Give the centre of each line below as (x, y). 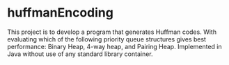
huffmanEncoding (60, 13)
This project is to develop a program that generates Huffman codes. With (112, 32)
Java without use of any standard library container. (80, 54)
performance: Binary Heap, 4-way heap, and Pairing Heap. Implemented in (115, 46)
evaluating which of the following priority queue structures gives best (107, 39)
